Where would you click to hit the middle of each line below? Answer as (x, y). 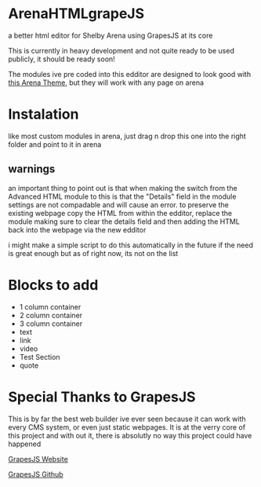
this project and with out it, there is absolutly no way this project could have (130, 435)
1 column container (50, 306)
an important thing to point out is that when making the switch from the (123, 188)
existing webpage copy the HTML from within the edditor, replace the (120, 213)
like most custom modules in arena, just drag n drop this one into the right (127, 136)
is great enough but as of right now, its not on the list (93, 253)
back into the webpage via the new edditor (77, 229)
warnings (32, 169)
